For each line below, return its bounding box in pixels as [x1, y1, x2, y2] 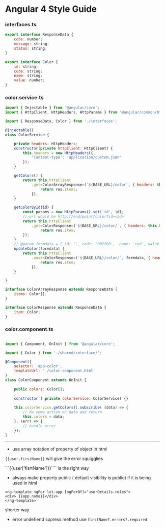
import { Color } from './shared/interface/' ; [5, 350, 102, 355]
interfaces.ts [5, 21, 37, 28]
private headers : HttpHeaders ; [14, 141, 78, 146]
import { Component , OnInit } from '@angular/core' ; [5, 341, 115, 346]
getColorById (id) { [14, 205, 54, 210]
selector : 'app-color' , [14, 364, 63, 369]
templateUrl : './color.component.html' [14, 369, 96, 374]
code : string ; [14, 69, 43, 74]
